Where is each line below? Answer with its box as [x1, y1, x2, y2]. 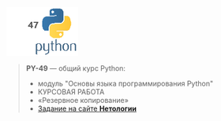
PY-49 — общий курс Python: [25, 64, 126, 73]
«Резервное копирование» [37, 96, 129, 104]
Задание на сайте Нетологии [37, 104, 137, 113]
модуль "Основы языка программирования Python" [37, 79, 214, 88]
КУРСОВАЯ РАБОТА [37, 87, 105, 97]
